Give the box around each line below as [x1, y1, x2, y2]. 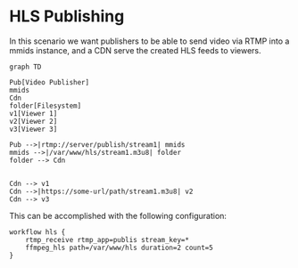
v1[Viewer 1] [9, 109, 58, 118]
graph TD [9, 62, 42, 71]
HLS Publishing [9, 6, 125, 27]
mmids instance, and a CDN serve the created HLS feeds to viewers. [9, 45, 261, 55]
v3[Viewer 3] [9, 125, 58, 134]
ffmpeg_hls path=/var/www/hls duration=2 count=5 [25, 243, 214, 252]
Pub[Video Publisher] [9, 77, 90, 86]
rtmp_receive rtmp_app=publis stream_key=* [25, 235, 190, 244]
